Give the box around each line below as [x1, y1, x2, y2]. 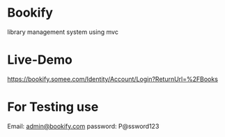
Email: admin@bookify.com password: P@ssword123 [7, 122, 160, 130]
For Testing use [7, 99, 99, 115]
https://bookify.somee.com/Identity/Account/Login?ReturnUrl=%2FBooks [7, 75, 218, 83]
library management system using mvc [7, 28, 118, 36]
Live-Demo [7, 52, 73, 68]
